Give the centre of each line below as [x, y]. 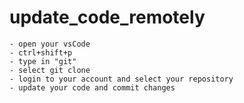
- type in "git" [43, 61]
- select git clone [50, 70]
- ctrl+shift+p [41, 52]
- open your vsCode [50, 44]
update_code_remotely [107, 17]
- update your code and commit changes [92, 87]
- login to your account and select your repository [121, 79]
